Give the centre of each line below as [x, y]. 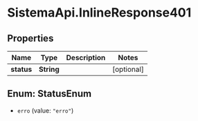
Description [86, 58]
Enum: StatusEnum [49, 94]
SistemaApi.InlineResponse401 [99, 13]
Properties [30, 38]
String [49, 69]
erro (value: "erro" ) [45, 110]
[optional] [128, 69]
